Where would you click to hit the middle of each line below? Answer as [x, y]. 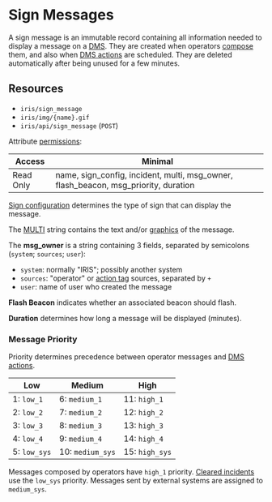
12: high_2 [143, 413]
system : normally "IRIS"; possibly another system [101, 269]
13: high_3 [143, 426]
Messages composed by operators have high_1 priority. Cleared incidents [132, 472]
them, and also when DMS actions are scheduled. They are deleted [120, 54]
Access [30, 161]
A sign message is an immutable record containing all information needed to [135, 37]
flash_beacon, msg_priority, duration [125, 185]
